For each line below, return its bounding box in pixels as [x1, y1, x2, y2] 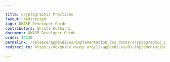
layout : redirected [5, 16, 47, 22]
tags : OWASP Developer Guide [5, 21, 67, 26]
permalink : [5, 40, 28, 45]
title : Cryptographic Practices [5, 12, 73, 17]
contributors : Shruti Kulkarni [5, 26, 71, 31]
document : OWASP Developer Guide [5, 31, 76, 36]
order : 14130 [5, 35, 33, 40]
